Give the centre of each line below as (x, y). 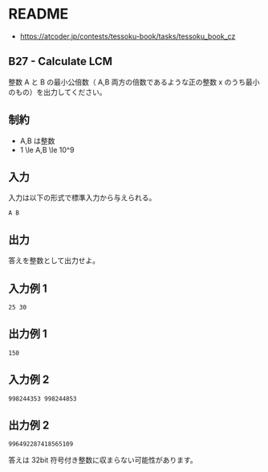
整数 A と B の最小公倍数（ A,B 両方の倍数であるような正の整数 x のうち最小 (134, 82)
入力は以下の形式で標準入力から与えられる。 (82, 198)
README (39, 14)
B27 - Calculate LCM (61, 62)
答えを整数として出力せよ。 (54, 261)
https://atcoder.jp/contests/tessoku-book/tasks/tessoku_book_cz (128, 36)
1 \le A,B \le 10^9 (47, 150)
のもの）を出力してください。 (57, 92)
